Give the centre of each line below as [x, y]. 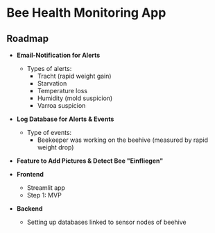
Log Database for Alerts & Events [65, 119]
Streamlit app [46, 188]
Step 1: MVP [44, 195]
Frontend [30, 174]
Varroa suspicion [61, 105]
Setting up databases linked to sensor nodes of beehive [106, 222]
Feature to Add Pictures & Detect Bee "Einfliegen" [90, 161]
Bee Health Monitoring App [86, 13]
